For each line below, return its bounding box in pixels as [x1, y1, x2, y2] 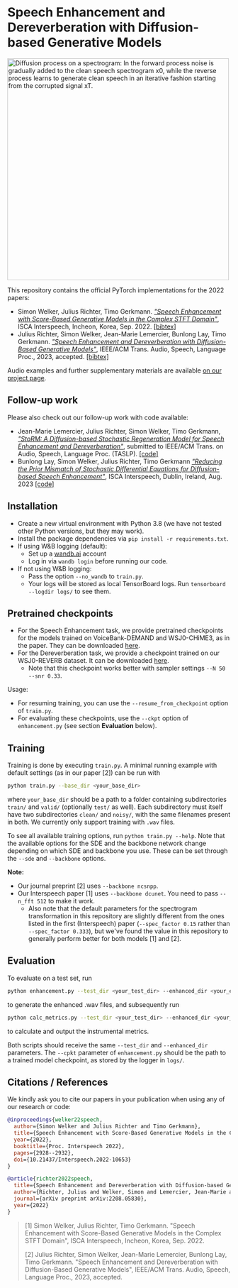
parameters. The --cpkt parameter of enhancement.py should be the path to [7, 1048, 227, 1057]
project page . [7, 373, 47, 382]
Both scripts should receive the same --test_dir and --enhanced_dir [7, 1040, 208, 1049]
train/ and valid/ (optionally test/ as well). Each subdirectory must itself [7, 803, 223, 811]
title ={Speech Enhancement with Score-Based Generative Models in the [13, 1130, 227, 1137]
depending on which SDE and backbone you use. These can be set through [7, 847, 228, 855]
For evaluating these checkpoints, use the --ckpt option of [17, 714, 189, 722]
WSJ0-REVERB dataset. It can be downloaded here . [17, 656, 170, 665]
